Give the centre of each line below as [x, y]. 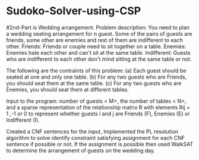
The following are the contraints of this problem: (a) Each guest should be [96, 70]
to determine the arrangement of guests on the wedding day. [81, 150]
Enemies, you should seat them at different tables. [67, 89]
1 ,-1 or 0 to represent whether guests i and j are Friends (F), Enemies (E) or [98, 114]
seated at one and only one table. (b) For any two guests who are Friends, [97, 77]
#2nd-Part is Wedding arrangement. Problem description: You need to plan [98, 27]
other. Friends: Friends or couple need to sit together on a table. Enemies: [96, 46]
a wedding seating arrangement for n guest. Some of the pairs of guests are [99, 33]
